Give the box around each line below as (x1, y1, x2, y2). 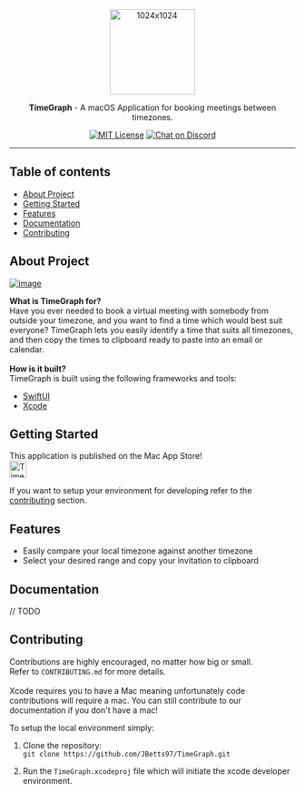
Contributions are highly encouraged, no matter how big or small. (9, 656, 253, 667)
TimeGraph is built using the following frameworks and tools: (9, 372, 238, 383)
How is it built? (9, 363, 66, 374)
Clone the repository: (22, 739, 103, 750)
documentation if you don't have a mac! (9, 705, 159, 716)
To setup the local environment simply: (9, 722, 154, 733)
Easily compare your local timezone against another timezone (22, 545, 253, 556)
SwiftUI (22, 391, 51, 402)
